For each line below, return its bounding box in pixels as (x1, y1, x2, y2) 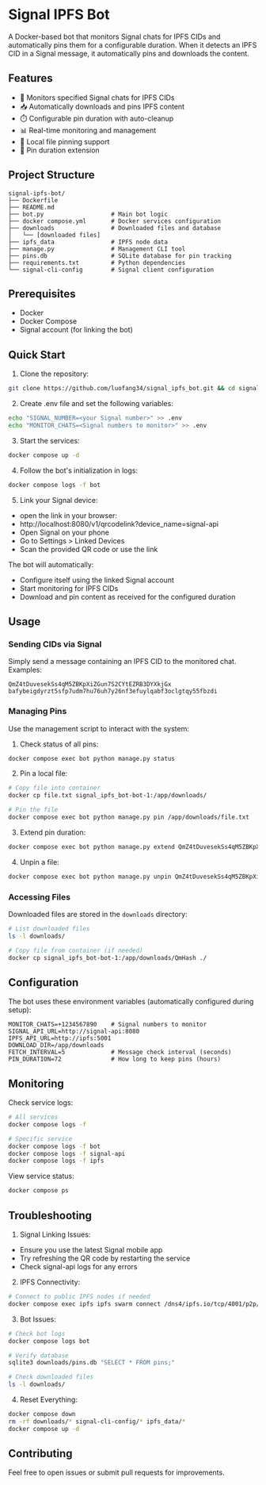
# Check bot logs (8, 1330, 66, 1337)
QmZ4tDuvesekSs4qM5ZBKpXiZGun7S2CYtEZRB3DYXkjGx (8, 681, 172, 689)
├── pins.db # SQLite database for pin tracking (8, 251, 232, 259)
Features (8, 71, 53, 85)
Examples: (8, 665, 42, 675)
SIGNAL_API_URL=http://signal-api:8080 (8, 1027, 140, 1036)
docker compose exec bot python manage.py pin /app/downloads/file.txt (8, 813, 249, 822)
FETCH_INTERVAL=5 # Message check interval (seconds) (8, 1049, 232, 1057)
